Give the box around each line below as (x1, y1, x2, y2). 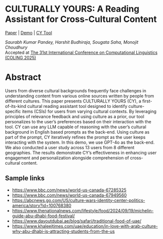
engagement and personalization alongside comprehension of (5, 154, 130, 161)
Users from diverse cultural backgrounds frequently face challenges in (5, 87, 147, 93)
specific (5, 108, 21, 114)
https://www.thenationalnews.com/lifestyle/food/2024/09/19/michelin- (12, 207, 154, 213)
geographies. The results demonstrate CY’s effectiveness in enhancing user (5, 150, 157, 155)
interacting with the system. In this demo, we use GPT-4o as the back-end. (5, 139, 155, 145)
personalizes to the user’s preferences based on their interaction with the (5, 119, 151, 124)
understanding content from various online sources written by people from (5, 93, 154, 99)
